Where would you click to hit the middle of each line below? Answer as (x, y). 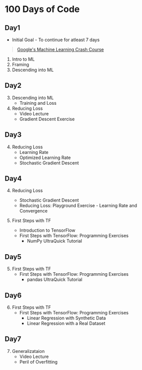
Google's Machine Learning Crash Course (60, 49)
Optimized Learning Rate (45, 157)
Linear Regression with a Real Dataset (66, 323)
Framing (21, 64)
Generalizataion (28, 351)
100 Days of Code (42, 9)
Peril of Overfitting (39, 361)
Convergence (34, 211)
